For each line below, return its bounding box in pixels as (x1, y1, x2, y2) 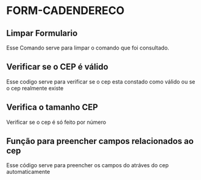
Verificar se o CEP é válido (6, 62, 108, 72)
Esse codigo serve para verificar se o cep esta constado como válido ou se (6, 77, 196, 85)
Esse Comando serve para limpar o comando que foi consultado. (6, 44, 169, 51)
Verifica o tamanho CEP (6, 102, 99, 113)
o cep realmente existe (6, 84, 64, 92)
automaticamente (6, 168, 51, 176)
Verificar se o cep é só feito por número (6, 118, 107, 126)
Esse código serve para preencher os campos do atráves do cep (6, 162, 169, 169)
